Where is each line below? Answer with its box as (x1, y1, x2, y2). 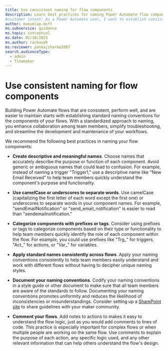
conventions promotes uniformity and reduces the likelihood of (12, 293, 142, 299)
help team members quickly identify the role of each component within (12, 231, 158, 237)
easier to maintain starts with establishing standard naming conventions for (5, 113, 160, 119)
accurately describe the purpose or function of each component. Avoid (12, 159, 159, 165)
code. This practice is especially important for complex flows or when (12, 324, 156, 330)
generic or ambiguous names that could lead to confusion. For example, (12, 164, 161, 170)
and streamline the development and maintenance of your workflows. (5, 129, 148, 135)
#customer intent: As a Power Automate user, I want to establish (5, 17, 146, 22)
